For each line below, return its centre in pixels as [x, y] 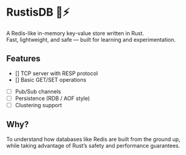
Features [23, 59]
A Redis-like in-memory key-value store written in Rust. [75, 33]
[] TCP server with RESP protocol [56, 73]
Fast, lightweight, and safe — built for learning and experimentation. [91, 39]
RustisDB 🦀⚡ [38, 12]
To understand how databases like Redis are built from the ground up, [93, 139]
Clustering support [38, 105]
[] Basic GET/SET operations [51, 79]
